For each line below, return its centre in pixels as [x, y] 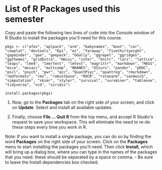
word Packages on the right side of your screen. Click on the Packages [76, 141]
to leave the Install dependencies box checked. [52, 162]
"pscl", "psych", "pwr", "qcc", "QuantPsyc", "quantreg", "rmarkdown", [79, 72]
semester [25, 19]
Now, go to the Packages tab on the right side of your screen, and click [83, 102]
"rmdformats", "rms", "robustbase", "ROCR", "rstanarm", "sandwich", [77, 76]
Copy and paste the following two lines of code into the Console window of [80, 32]
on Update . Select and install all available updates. [62, 107]
